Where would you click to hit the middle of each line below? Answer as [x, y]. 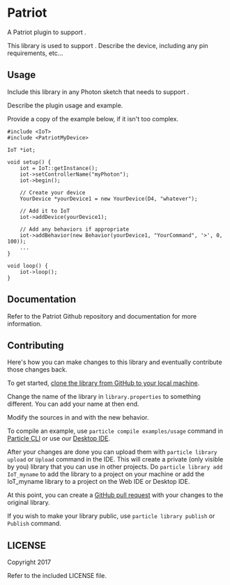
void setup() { [29, 162]
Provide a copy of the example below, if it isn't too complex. [93, 119]
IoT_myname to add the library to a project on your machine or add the [106, 474]
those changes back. [37, 370]
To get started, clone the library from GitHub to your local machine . [103, 383]
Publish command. [34, 524]
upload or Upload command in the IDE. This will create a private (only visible [115, 459]
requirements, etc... [35, 53]
